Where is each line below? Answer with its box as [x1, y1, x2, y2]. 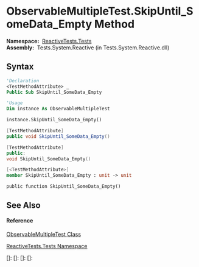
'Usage [6, 100, 23, 106]
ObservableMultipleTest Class [6, 230, 81, 238]
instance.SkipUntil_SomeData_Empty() [6, 117, 102, 123]
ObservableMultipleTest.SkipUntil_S [6, 4, 194, 18]
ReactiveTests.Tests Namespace [6, 242, 88, 249]
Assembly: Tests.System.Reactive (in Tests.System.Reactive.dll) [6, 44, 170, 51]
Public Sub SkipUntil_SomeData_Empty [6, 89, 102, 95]
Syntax [6, 62, 34, 72]
